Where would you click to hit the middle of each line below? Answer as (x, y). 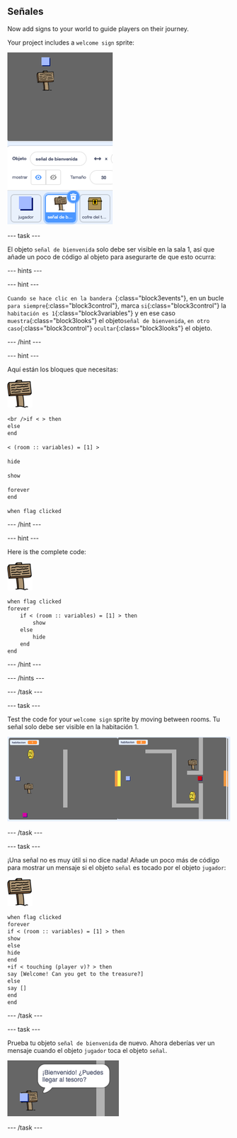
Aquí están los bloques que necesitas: (63, 369)
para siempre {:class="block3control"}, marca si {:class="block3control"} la (117, 305)
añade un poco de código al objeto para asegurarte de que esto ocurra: (112, 257)
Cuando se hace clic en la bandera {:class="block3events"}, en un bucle (116, 298)
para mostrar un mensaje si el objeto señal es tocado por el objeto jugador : (117, 867)
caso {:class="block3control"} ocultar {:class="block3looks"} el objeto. (110, 328)
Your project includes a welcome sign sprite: (71, 43)
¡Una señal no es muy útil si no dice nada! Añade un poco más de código (114, 860)
